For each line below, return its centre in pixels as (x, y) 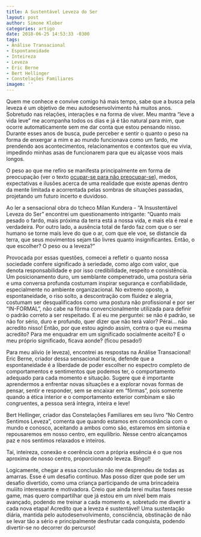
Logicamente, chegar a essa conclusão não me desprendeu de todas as (95, 470)
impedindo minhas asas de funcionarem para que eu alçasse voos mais (94, 153)
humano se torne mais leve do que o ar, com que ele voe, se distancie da (97, 233)
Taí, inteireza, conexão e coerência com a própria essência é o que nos (94, 452)
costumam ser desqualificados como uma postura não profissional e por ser (100, 302)
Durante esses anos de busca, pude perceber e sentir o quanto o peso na (97, 133)
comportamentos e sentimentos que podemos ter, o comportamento (91, 371)
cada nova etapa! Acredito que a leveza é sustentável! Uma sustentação (95, 508)
